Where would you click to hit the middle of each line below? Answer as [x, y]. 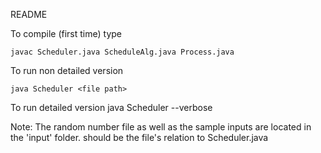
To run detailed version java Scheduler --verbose [111, 107]
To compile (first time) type [66, 33]
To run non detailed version [67, 70]
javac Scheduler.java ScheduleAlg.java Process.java [122, 52]
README [29, 14]
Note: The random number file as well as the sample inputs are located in [161, 127]
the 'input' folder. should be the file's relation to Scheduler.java [139, 137]
